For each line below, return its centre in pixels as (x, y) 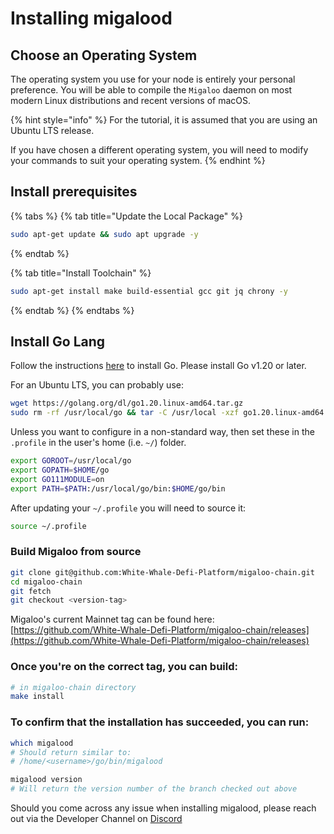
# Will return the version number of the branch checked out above (154, 789)
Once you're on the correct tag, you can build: (124, 667)
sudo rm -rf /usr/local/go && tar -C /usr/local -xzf (125, 413)
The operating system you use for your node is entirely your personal (153, 79)
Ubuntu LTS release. (52, 130)
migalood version (46, 780)
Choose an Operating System (104, 55)
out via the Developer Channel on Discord (96, 819)
